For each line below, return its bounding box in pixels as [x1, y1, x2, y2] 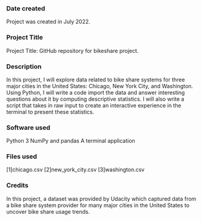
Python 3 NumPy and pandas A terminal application [6, 137, 135, 144]
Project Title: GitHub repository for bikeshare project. [6, 47, 139, 54]
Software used [6, 123, 50, 132]
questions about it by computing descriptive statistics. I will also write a [6, 95, 184, 103]
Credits [6, 181, 29, 189]
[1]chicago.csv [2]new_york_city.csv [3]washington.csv [6, 166, 145, 174]
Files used [6, 152, 38, 161]
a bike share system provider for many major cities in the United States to [6, 202, 190, 209]
